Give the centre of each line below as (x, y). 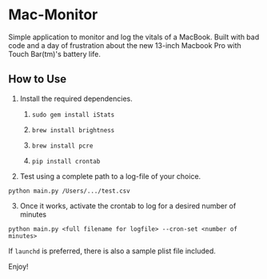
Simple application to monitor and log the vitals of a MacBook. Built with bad (134, 37)
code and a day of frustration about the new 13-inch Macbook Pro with (125, 45)
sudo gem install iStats (73, 115)
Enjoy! (19, 266)
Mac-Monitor (53, 15)
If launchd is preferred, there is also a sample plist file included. (112, 251)
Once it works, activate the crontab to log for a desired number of (128, 205)
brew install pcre (62, 146)
